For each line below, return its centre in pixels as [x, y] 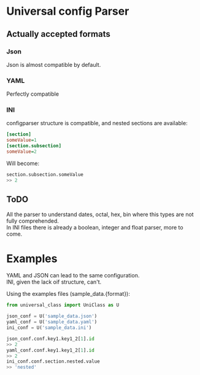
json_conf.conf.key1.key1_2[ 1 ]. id [51, 339]
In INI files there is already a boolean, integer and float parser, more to [95, 227]
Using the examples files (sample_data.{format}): [68, 294]
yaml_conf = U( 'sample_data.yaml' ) [52, 322]
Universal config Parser [68, 11]
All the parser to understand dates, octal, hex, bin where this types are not [100, 214]
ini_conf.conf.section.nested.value [53, 361]
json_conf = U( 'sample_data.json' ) [52, 316]
